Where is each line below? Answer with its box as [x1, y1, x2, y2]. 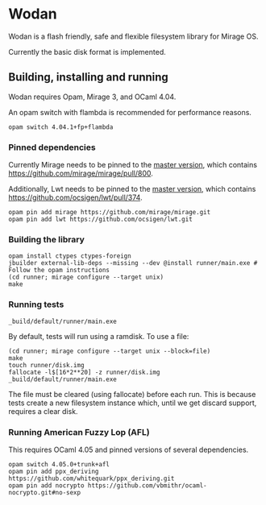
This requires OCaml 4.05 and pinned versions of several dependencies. [8, 445, 249, 454]
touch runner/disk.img [8, 361, 85, 369]
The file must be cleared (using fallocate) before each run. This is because [8, 389, 256, 399]
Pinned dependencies [8, 142, 96, 153]
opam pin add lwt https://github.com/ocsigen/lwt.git [8, 215, 193, 224]
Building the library [8, 234, 85, 245]
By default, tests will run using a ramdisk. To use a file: [8, 331, 189, 341]
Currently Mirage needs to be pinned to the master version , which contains [8, 160, 258, 170]
